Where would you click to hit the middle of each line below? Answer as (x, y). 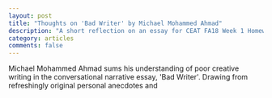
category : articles (41, 38)
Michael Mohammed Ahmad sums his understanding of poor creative (124, 68)
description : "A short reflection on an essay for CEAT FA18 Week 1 (126, 31)
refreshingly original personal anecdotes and (83, 86)
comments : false (36, 46)
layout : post (30, 16)
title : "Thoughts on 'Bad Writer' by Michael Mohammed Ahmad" (115, 23)
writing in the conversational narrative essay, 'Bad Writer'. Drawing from (128, 77)
